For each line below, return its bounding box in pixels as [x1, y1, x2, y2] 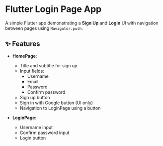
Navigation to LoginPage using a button [19, 105, 101, 111]
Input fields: [19, 68, 45, 74]
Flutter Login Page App [5, 3, 102, 15]
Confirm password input [19, 130, 70, 136]
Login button [19, 135, 46, 141]
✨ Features [5, 40, 40, 48]
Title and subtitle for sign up [19, 62, 78, 68]
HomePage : [12, 53, 37, 59]
